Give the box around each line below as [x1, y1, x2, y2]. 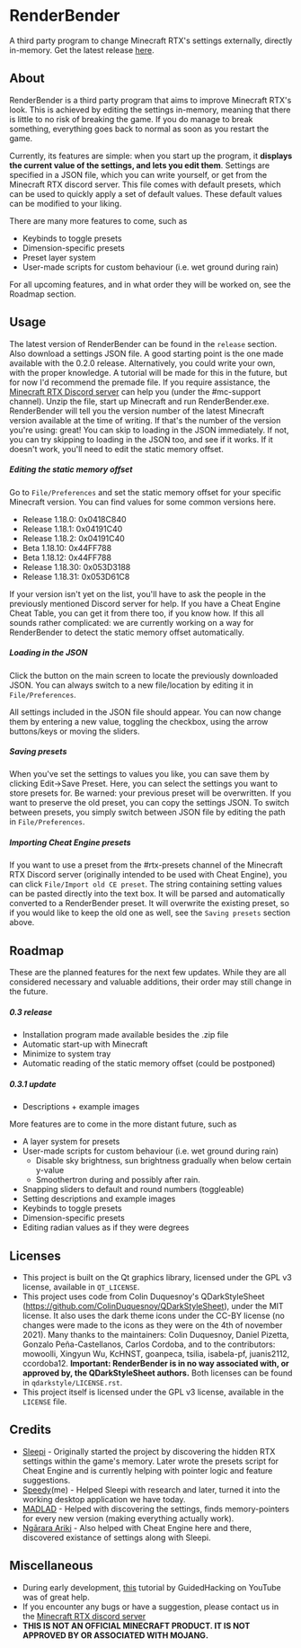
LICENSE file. [22, 1396, 67, 1407]
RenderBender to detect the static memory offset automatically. [9, 627, 244, 637]
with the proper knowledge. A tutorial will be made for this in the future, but [9, 367, 288, 378]
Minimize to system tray [22, 1048, 111, 1059]
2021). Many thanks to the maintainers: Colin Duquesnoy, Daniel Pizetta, [22, 1330, 289, 1340]
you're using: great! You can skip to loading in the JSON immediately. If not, [9, 424, 289, 435]
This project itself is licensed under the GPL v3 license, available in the [22, 1386, 285, 1397]
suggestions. [22, 1474, 71, 1485]
